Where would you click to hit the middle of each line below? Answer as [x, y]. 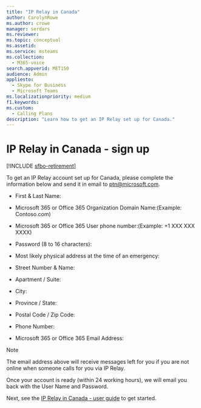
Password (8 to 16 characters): [53, 244]
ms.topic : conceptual [34, 40]
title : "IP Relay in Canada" [43, 12]
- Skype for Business [39, 86]
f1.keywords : [23, 102]
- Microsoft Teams [35, 91]
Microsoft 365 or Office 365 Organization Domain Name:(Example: [98, 208]
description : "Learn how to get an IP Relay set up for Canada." [90, 119]
